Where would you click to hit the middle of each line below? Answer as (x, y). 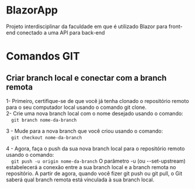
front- (175, 26)
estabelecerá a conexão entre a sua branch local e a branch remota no (91, 167)
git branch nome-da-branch (44, 120)
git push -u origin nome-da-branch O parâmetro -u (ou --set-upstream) (98, 161)
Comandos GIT (43, 56)
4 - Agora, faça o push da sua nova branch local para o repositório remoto (95, 148)
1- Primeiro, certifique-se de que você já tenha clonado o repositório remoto (97, 101)
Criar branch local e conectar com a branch (86, 78)
